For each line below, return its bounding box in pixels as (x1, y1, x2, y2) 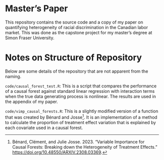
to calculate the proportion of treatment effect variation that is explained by (5, 119, 156, 125)
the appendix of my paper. (5, 99, 59, 105)
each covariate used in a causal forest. (5, 125, 83, 131)
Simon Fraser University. (5, 35, 55, 41)
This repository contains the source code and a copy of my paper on (5, 19, 143, 25)
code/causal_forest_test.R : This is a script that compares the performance (5, 83, 157, 89)
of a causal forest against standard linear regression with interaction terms (5, 88, 155, 94)
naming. (5, 73, 21, 79)
